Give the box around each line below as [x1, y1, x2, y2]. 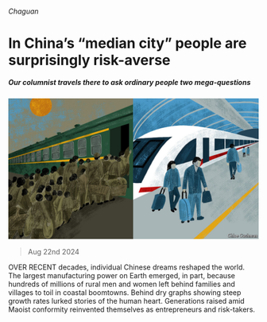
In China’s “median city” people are [8, 34, 247, 52]
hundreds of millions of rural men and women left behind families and [8, 279, 236, 289]
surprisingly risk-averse [8, 51, 171, 69]
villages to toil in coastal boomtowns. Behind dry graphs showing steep [8, 288, 242, 297]
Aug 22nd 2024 [27, 247, 79, 257]
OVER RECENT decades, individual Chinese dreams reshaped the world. [8, 262, 245, 272]
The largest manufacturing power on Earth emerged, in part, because [8, 271, 236, 281]
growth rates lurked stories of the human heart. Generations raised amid [8, 297, 245, 306]
